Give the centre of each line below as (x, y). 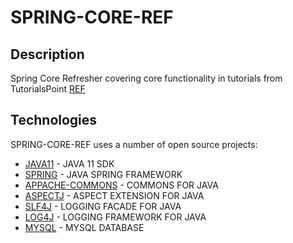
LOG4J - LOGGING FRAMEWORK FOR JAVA (115, 217)
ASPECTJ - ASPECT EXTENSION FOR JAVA (114, 195)
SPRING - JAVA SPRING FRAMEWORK (103, 174)
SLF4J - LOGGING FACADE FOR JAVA (103, 206)
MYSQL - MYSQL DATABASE (84, 227)
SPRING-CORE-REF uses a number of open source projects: (134, 144)
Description (47, 54)
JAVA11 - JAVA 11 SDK (69, 163)
